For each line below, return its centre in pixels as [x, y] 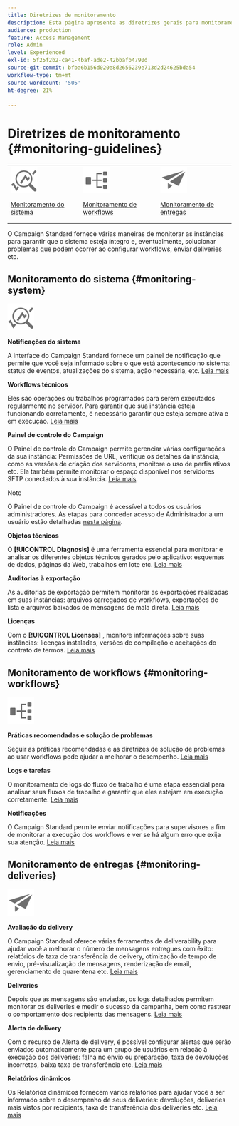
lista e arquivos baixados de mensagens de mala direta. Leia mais [103, 608]
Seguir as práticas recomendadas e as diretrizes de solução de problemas [116, 749]
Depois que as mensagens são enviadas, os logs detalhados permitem [111, 999]
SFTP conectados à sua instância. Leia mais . [73, 479]
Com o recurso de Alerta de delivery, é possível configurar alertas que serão [119, 1042]
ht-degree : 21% [30, 90]
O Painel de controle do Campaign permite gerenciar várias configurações [116, 449]
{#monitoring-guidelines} [85, 149]
